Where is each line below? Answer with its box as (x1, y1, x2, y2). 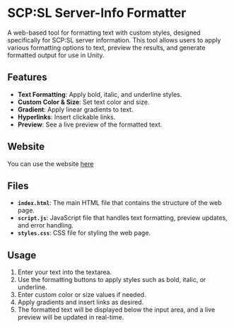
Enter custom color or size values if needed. (17, 291, 146, 299)
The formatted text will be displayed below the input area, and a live (17, 305, 216, 314)
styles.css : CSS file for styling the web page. (17, 228, 151, 238)
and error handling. (17, 221, 74, 230)
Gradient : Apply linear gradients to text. (17, 105, 134, 114)
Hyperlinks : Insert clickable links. (17, 112, 116, 121)
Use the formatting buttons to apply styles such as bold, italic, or (17, 276, 206, 284)
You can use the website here (7, 159, 94, 168)
